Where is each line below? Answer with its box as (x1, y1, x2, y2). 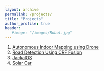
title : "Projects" (5, 16, 43, 21)
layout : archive (5, 7, 39, 12)
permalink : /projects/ (5, 12, 52, 17)
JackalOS (12, 55, 32, 60)
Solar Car (12, 60, 32, 66)
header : (5, 26, 21, 31)
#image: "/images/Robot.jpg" (11, 30, 72, 35)
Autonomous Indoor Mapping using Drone (12, 44, 99, 50)
